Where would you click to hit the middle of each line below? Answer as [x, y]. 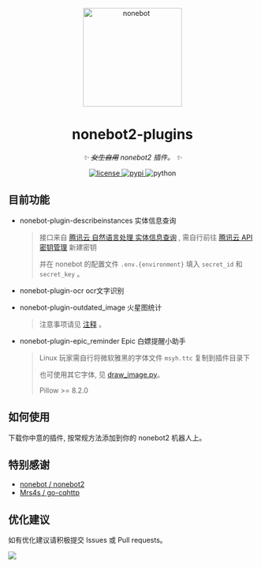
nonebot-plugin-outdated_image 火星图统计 [91, 307]
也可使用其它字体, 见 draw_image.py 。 [101, 374]
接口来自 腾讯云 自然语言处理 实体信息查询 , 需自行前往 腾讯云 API [146, 237]
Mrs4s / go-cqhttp [50, 493]
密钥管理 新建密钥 [68, 247]
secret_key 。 [62, 273]
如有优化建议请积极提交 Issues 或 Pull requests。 [88, 540]
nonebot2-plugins [132, 135]
